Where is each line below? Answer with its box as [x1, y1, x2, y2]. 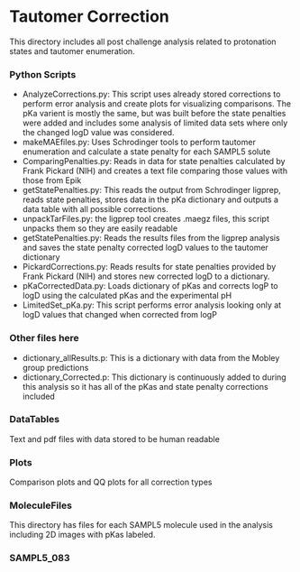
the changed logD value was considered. [22, 127, 175, 138]
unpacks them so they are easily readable [22, 223, 178, 234]
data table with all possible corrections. [22, 204, 168, 215]
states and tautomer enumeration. [9, 45, 135, 56]
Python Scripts [9, 68, 77, 80]
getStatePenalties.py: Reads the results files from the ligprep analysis [22, 233, 281, 244]
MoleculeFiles [9, 499, 72, 512]
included [22, 391, 56, 401]
